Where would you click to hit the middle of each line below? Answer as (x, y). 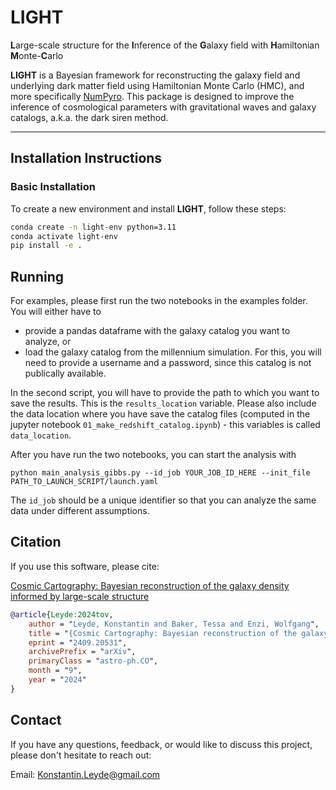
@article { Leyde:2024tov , (62, 614)
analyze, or (48, 342)
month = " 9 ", (55, 671)
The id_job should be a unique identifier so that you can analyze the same (163, 500)
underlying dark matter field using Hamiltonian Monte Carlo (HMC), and (157, 85)
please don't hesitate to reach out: (81, 755)
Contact (36, 720)
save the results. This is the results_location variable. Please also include (163, 403)
